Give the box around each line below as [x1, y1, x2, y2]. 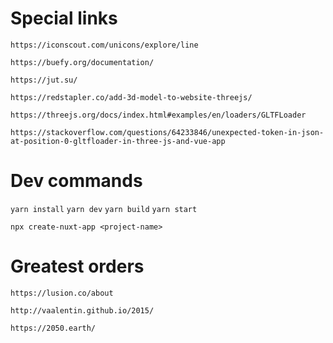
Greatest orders [10, 255, 145, 278]
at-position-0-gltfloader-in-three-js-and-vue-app [10, 136, 226, 146]
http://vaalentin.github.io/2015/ [10, 305, 155, 316]
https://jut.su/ [10, 75, 78, 85]
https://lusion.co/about [10, 288, 114, 298]
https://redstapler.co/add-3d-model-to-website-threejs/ [10, 92, 253, 102]
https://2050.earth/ [10, 323, 97, 333]
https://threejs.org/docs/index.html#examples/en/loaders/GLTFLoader [10, 110, 307, 120]
